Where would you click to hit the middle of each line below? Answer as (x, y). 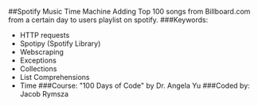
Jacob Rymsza (44, 94)
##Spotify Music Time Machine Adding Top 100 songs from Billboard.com (129, 11)
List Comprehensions (55, 77)
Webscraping (41, 52)
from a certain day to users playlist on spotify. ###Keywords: (108, 20)
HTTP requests (45, 35)
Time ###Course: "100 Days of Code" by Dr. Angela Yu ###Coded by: (135, 85)
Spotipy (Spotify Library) (60, 44)
